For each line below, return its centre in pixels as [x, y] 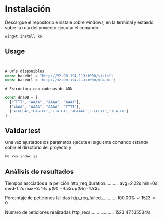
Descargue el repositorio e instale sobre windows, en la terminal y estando [79, 22]
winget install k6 [23, 36]
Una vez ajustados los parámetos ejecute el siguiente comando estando [77, 142]
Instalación [28, 9]
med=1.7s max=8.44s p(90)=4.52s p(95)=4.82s [52, 188]
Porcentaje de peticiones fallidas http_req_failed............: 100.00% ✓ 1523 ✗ [81, 198]
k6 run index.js [21, 157]
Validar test [23, 131]
